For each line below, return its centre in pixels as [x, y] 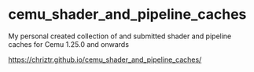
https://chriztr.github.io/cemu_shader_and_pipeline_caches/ [105, 59]
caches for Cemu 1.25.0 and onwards [69, 44]
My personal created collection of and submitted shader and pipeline [120, 36]
